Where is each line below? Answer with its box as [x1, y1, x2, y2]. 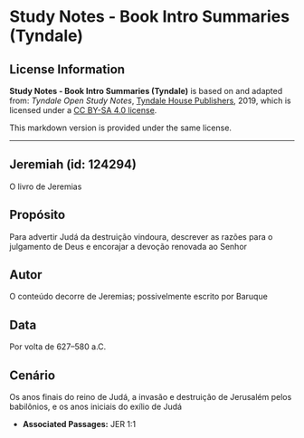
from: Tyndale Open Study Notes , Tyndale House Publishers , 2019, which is [9, 95, 291, 106]
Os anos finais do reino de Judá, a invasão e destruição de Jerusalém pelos [9, 392, 292, 403]
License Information [9, 62, 125, 77]
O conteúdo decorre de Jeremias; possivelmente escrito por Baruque [9, 291, 269, 302]
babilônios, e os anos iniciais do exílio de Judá [9, 401, 183, 413]
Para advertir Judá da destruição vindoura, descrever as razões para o [9, 231, 273, 242]
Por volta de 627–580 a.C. [9, 341, 107, 352]
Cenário [9, 367, 56, 383]
